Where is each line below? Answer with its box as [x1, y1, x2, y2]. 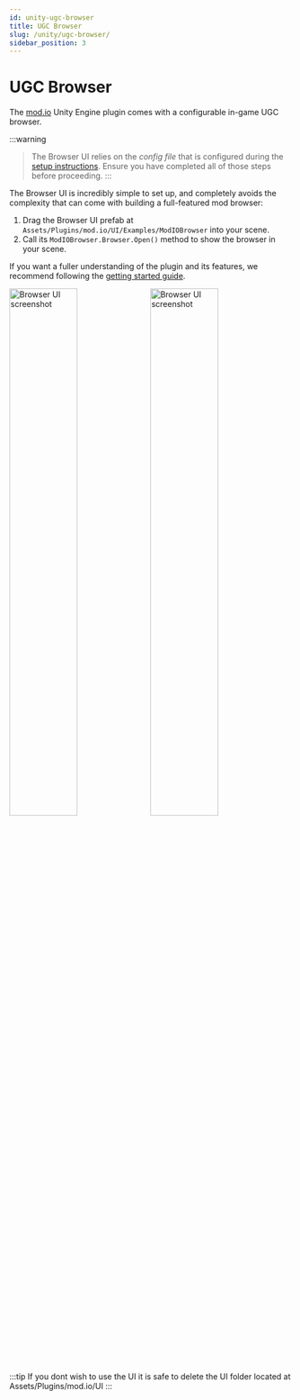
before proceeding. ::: [31, 170, 112, 181]
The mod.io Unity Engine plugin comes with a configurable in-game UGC [9, 107, 279, 118]
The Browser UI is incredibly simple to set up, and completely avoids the [9, 188, 277, 199]
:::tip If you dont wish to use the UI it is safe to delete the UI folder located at [9, 1371, 291, 1382]
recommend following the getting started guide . [9, 271, 186, 282]
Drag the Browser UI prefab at [22, 215, 134, 226]
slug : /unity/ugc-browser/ [9, 30, 110, 39]
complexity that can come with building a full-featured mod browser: [9, 197, 263, 208]
